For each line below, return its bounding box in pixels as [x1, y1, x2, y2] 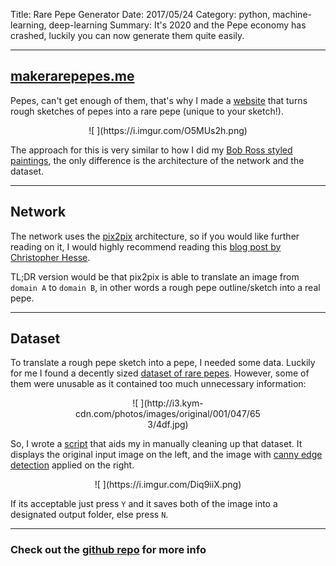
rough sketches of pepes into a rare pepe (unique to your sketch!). [10, 105, 284, 117]
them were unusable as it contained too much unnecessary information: [10, 378, 307, 390]
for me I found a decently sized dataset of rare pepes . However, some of [10, 367, 310, 379]
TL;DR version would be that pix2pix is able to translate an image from [10, 270, 300, 283]
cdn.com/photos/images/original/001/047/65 [75, 408, 261, 420]
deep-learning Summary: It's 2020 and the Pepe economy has [48, 19, 307, 31]
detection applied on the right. [10, 459, 135, 471]
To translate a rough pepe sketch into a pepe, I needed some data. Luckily [10, 357, 316, 369]
